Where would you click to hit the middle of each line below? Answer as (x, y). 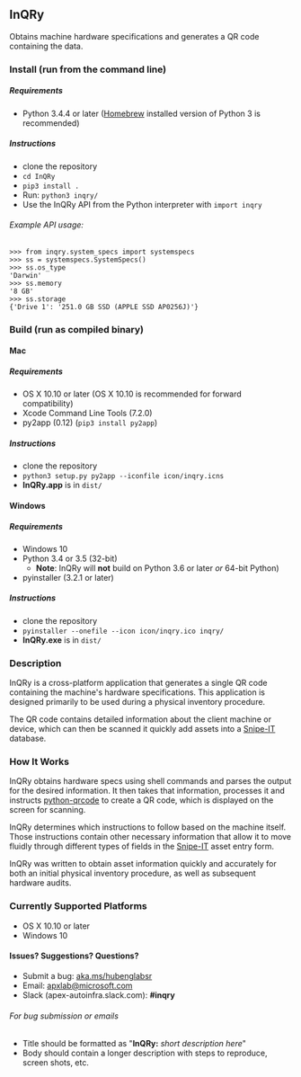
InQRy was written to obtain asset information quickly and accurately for (143, 864)
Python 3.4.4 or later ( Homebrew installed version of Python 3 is (141, 113)
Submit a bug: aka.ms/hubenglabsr (87, 975)
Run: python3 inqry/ (60, 195)
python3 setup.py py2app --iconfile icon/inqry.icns (123, 476)
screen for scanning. (48, 810)
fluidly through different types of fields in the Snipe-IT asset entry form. (142, 846)
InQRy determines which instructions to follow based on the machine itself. (148, 827)
